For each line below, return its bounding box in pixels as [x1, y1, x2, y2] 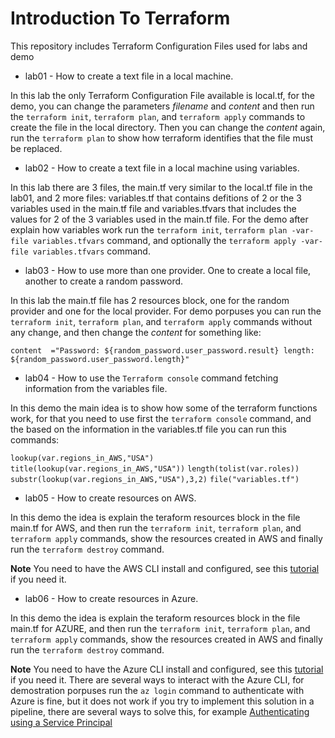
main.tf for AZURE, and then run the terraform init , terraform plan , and [10, 622, 311, 634]
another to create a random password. [24, 275, 184, 287]
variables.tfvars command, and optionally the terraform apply [32, 234, 297, 246]
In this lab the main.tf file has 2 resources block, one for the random [10, 294, 290, 306]
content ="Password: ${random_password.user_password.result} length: [10, 345, 315, 356]
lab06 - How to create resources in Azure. [24, 592, 199, 604]
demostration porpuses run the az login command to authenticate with [10, 684, 305, 696]
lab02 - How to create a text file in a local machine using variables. [24, 162, 300, 174]
